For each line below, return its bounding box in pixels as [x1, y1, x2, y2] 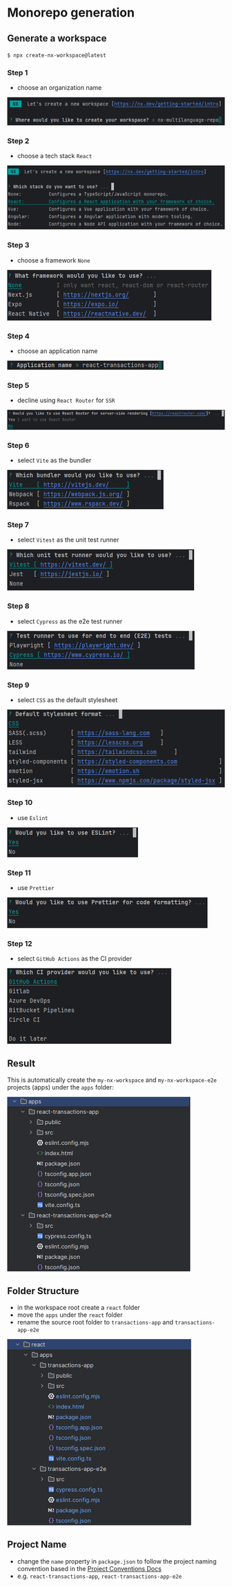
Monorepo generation [7, 5, 135, 21]
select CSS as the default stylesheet [17, 696, 118, 704]
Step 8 [7, 601, 30, 611]
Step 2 [7, 136, 30, 146]
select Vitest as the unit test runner [17, 535, 119, 544]
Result [7, 1057, 36, 1069]
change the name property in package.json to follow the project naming [17, 1557, 217, 1566]
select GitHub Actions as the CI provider [17, 955, 133, 963]
